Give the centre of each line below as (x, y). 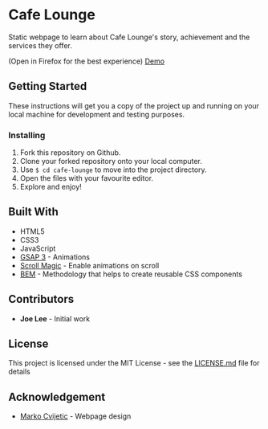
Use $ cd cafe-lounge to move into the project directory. (113, 170)
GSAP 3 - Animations (55, 257)
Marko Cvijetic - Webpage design (75, 416)
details (19, 372)
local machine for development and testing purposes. (97, 114)
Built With (33, 212)
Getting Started (48, 86)
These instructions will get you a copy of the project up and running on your (134, 105)
